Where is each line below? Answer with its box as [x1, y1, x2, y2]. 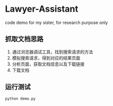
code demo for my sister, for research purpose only [5, 20, 108, 25]
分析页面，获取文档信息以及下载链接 [12, 61, 85, 67]
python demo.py [5, 96, 36, 101]
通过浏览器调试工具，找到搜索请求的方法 [12, 49, 93, 55]
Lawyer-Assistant [5, 3, 79, 15]
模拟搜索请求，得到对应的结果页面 [12, 55, 81, 61]
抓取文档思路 [5, 35, 44, 43]
